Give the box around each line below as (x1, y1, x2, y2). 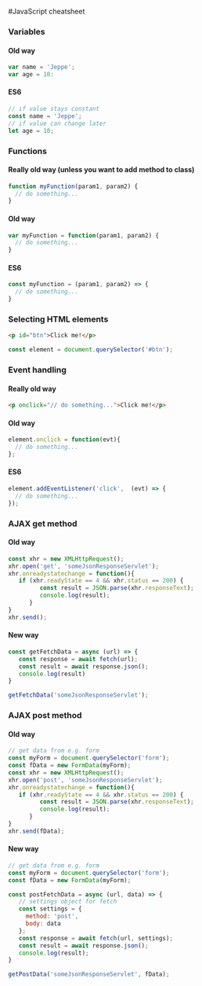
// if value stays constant (8, 105, 100, 113)
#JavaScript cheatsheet (8, 7, 85, 16)
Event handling (8, 364, 67, 375)
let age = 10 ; (8, 127, 55, 134)
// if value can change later (8, 120, 107, 127)
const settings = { (18, 905, 82, 913)
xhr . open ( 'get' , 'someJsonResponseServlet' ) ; (8, 562, 159, 570)
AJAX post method (8, 710, 82, 721)
